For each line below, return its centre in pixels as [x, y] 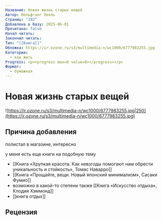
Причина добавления [41, 132]
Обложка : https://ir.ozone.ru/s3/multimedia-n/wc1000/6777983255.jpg [80, 48]
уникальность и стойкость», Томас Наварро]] [62, 169]
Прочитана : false [24, 29]
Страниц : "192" [21, 19]
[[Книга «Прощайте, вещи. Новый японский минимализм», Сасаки [85, 175]
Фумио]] [22, 180]
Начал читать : [20, 34]
